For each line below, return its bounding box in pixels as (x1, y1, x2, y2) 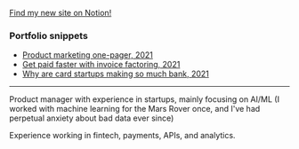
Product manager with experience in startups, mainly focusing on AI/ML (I (9, 94, 280, 105)
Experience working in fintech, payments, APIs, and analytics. (9, 130, 236, 141)
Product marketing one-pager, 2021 (21, 50, 154, 60)
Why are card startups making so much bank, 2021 (21, 68, 209, 79)
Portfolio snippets (9, 29, 89, 42)
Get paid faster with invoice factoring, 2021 (21, 59, 181, 70)
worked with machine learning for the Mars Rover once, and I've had (9, 104, 261, 114)
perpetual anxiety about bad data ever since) (9, 113, 174, 123)
